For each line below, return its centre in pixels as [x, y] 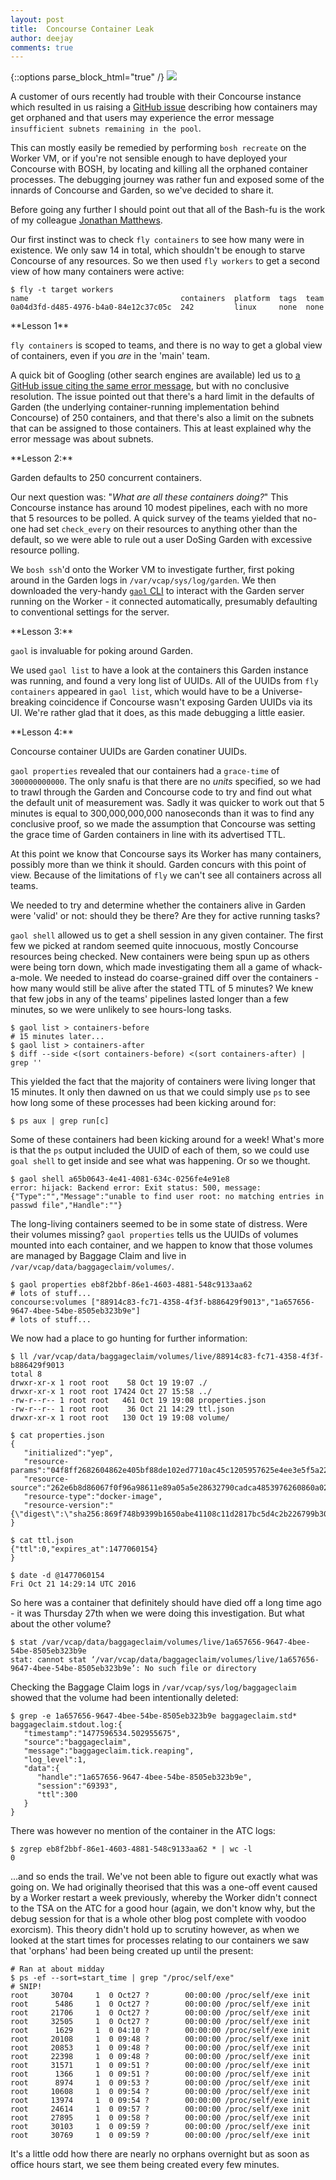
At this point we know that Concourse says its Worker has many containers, [166, 854]
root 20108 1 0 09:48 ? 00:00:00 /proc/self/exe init [160, 2039]
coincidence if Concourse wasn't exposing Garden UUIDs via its [180, 702]
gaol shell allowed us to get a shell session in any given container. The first [167, 935]
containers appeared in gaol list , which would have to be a [135, 692]
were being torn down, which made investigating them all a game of [150, 967]
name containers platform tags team [167, 299]
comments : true [42, 47]
